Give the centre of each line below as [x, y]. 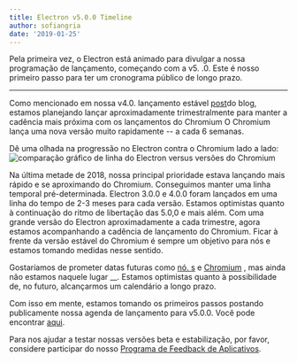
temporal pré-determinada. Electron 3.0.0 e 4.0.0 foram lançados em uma [144, 194]
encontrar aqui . [37, 322]
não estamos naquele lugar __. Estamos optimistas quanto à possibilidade [143, 277]
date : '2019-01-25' [45, 34]
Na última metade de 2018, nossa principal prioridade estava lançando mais [147, 175]
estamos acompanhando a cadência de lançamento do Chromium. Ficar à [144, 232]
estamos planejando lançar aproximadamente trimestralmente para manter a [148, 112]
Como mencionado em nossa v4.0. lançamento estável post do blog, [133, 104]
